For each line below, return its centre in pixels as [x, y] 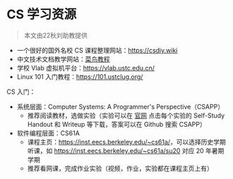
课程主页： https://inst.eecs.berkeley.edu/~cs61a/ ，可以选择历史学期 [127, 142]
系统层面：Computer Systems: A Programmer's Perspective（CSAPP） [120, 106]
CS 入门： [21, 92]
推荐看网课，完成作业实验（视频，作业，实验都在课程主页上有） [120, 168]
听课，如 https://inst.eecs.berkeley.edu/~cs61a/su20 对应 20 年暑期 [126, 150]
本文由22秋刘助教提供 [55, 35]
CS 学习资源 [42, 14]
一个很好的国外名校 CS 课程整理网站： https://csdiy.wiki [97, 50]
